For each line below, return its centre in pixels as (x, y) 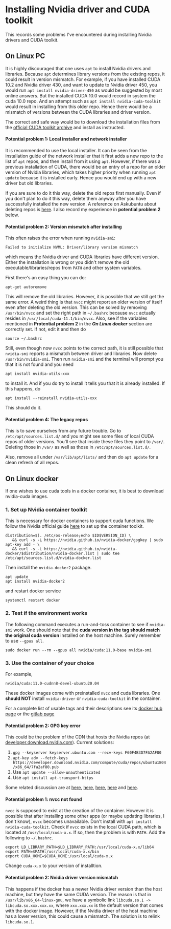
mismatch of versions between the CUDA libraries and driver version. (78, 112)
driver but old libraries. (29, 183)
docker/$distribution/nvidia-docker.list (50, 554)
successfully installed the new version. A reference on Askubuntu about (81, 204)
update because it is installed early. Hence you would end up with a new (81, 177)
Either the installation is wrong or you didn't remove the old (67, 262)
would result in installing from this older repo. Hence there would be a (79, 107)
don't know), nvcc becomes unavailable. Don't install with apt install (79, 821)
